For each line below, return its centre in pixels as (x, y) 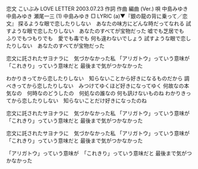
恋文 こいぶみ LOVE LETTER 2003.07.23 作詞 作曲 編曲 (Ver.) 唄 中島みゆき (97, 9)
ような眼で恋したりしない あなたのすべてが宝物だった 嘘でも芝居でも (98, 31)
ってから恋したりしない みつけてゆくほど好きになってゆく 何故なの (100, 86)
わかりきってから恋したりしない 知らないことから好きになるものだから (95, 78)
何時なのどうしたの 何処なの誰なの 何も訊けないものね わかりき (106, 93)
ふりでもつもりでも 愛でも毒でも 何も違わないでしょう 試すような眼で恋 (96, 38)
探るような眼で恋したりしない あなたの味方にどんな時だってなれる (101, 23)
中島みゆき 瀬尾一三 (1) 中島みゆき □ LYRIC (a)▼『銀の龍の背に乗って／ (94, 16)
